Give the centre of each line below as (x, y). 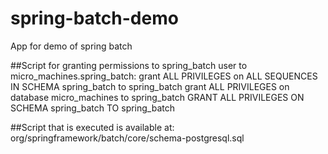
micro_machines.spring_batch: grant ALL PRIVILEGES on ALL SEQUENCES (164, 76)
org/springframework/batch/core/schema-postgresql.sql (127, 138)
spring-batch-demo (94, 18)
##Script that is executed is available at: (92, 127)
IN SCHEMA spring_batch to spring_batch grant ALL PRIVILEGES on (150, 86)
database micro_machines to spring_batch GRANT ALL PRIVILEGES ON (157, 97)
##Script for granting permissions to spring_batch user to (129, 65)
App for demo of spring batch (71, 46)
